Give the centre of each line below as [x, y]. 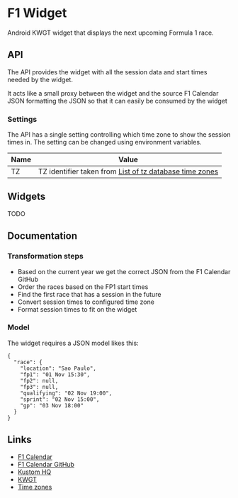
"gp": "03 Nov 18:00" [52, 405]
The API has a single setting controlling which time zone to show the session [119, 135]
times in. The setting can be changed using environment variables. [104, 142]
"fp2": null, [39, 380]
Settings [22, 119]
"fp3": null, [39, 387]
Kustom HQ [34, 472]
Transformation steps [45, 256]
